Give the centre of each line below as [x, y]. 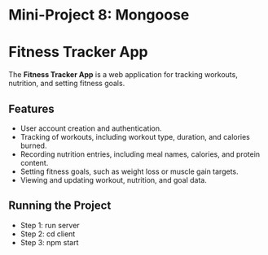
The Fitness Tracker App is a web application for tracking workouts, [123, 75]
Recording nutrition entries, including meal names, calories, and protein [140, 154]
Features [31, 108]
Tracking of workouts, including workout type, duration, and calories [135, 136]
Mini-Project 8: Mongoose [99, 15]
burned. [33, 145]
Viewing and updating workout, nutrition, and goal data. [114, 179]
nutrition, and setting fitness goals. [67, 84]
